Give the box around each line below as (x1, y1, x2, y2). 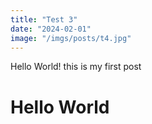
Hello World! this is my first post (10, 61, 142, 73)
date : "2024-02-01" (10, 24, 92, 34)
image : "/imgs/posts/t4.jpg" (10, 33, 132, 43)
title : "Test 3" (10, 14, 78, 25)
